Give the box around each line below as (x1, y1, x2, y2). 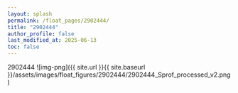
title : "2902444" (7, 23, 59, 31)
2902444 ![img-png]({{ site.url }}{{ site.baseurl (7, 63, 146, 71)
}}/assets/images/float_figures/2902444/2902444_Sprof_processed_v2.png (7, 70, 231, 79)
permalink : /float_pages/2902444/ (7, 17, 110, 24)
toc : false (7, 43, 40, 50)
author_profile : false (7, 30, 75, 38)
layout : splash (7, 10, 53, 18)
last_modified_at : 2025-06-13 (7, 37, 97, 44)
